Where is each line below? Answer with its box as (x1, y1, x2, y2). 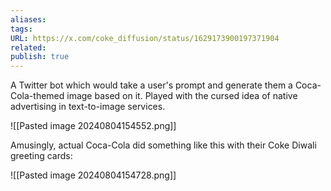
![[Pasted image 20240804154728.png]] (10, 169, 177, 181)
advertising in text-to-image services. (10, 101, 166, 113)
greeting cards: (10, 150, 73, 162)
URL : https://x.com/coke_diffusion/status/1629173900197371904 (10, 33, 280, 43)
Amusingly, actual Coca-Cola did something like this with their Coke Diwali (10, 139, 317, 151)
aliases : (10, 14, 47, 25)
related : (10, 42, 47, 53)
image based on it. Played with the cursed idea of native (66, 90, 298, 102)
